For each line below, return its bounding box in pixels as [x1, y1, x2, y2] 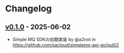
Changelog [5, 3, 52, 14]
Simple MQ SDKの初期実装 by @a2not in [12, 37, 96, 42]
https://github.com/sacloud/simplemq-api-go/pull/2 [12, 42, 119, 48]
